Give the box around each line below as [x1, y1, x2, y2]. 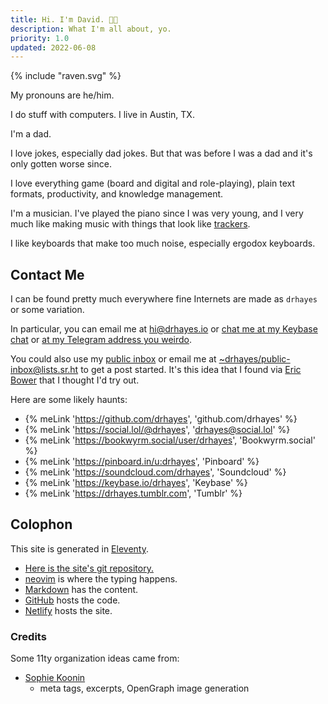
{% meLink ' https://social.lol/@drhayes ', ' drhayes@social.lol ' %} [24, 424, 291, 436]
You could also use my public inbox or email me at [10, 353, 217, 365]
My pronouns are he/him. [10, 89, 115, 101]
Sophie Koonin [24, 672, 86, 684]
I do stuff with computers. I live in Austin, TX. [10, 109, 195, 121]
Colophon [10, 516, 73, 533]
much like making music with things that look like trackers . [10, 218, 251, 230]
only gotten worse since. [10, 158, 112, 170]
